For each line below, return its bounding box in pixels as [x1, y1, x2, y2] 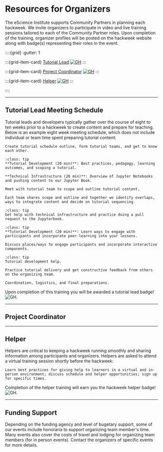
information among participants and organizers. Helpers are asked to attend [5, 353, 157, 359]
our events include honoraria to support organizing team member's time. [5, 427, 150, 433]
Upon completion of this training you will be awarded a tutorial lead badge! [5, 289, 154, 295]
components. [5, 246, 29, 251]
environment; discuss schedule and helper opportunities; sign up [20, 372, 158, 377]
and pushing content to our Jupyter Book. [5, 178, 92, 183]
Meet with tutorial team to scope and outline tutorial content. [5, 187, 140, 191]
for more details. [5, 442, 38, 448]
